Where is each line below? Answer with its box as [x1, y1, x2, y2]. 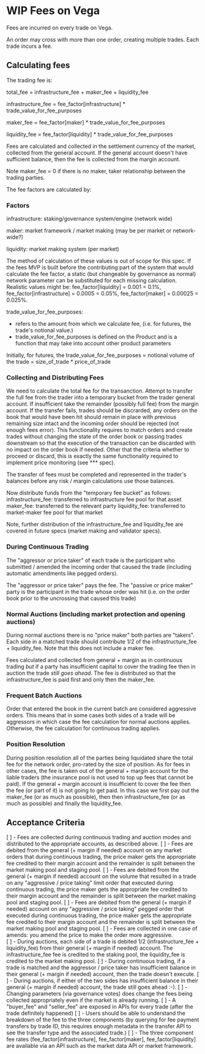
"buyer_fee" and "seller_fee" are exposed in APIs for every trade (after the [6, 1003, 193, 1010]
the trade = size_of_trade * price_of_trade [6, 358, 111, 366]
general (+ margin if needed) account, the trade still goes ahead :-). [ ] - [6, 983, 188, 991]
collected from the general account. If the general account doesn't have [6, 148, 188, 156]
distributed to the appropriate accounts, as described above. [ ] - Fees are [6, 840, 193, 847]
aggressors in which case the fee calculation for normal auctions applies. [6, 718, 191, 726]
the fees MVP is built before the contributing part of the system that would [6, 264, 194, 271]
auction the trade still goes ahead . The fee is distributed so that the [6, 669, 176, 677]
